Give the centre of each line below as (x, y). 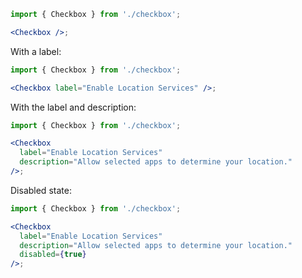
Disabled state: (41, 190)
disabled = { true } (53, 255)
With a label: (36, 51)
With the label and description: (73, 107)
